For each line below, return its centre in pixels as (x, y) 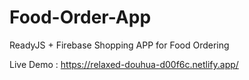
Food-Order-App (80, 17)
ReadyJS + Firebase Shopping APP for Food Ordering (119, 45)
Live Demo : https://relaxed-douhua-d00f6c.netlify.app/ (124, 64)
